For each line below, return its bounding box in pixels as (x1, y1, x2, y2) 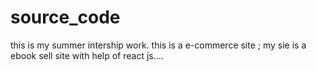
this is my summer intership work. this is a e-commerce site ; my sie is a (10, 39, 307, 51)
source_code (10, 6, 121, 29)
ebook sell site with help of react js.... (10, 49, 164, 61)
